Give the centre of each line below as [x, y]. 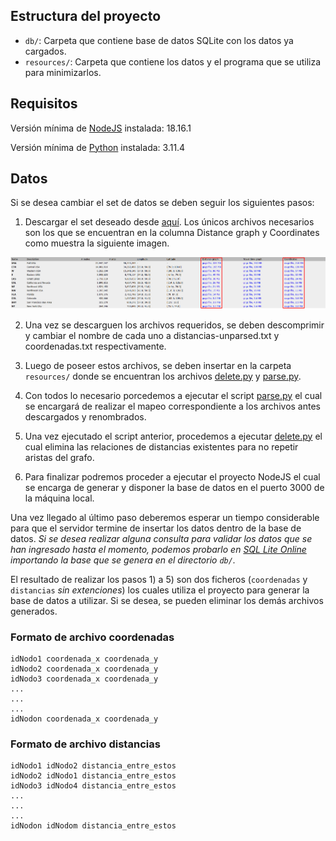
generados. [34, 611]
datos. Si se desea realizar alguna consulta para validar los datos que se [161, 538]
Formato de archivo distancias [85, 744]
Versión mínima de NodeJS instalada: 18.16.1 [101, 128]
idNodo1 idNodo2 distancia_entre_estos [93, 766]
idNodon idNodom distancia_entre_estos [93, 826]
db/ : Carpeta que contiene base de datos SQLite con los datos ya [159, 40]
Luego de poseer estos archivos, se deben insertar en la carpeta [158, 365]
